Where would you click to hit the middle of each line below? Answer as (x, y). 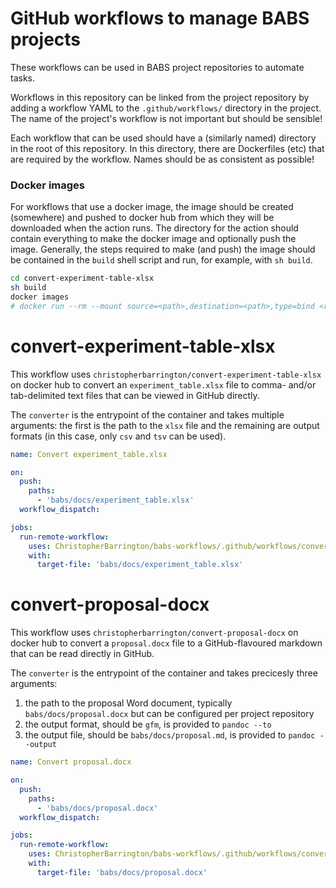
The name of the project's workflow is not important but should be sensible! (166, 118)
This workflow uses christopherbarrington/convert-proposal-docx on (154, 633)
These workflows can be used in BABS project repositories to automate (157, 67)
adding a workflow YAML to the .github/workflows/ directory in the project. (166, 108)
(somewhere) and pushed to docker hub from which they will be (142, 218)
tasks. (23, 78)
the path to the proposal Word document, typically (128, 703)
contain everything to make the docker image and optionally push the (153, 239)
